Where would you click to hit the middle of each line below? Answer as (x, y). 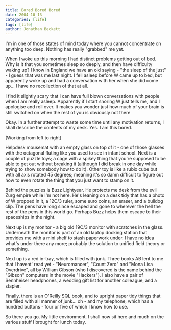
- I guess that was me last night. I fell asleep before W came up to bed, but (84, 75)
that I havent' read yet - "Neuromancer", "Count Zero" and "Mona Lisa (79, 265)
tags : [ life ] (19, 24)
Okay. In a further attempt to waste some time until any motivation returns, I (85, 122)
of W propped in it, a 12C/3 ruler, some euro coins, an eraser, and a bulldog (84, 201)
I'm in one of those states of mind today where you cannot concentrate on (83, 43)
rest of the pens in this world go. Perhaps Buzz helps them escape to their (83, 212)
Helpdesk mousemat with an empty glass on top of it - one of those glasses (85, 148)
